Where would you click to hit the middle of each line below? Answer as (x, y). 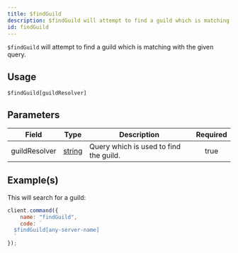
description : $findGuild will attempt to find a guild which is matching (119, 20)
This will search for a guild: (47, 197)
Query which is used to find (135, 147)
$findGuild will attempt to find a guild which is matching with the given (110, 47)
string (73, 151)
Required (211, 135)
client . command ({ (33, 210)
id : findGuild (28, 27)
